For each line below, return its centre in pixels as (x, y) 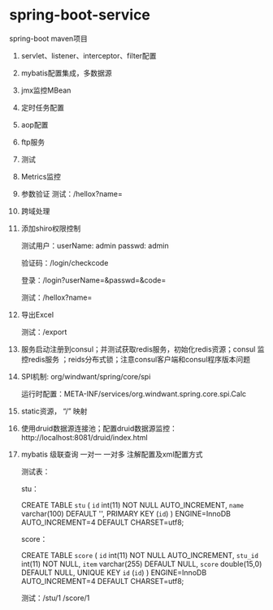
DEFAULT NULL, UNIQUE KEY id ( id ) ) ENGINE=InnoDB (114, 572)
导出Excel (37, 314)
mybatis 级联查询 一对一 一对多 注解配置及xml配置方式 (112, 454)
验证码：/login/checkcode (65, 262)
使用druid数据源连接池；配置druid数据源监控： (99, 428)
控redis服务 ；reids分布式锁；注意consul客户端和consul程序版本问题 (136, 359)
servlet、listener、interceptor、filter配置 (89, 55)
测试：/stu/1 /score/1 (55, 598)
